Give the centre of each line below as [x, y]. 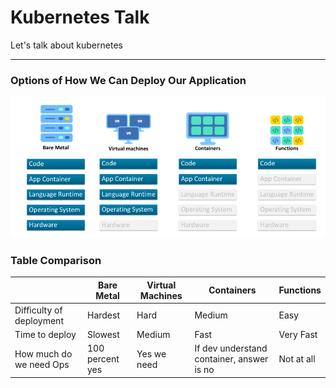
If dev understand [231, 348]
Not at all [297, 359]
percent [103, 359]
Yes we [151, 353]
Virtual [161, 285]
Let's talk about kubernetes [66, 45]
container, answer [231, 359]
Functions [300, 290]
